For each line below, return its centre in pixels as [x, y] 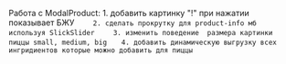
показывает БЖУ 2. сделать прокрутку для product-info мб [132, 23]
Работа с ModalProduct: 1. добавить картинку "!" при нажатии [129, 13]
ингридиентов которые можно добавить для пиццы [101, 50]
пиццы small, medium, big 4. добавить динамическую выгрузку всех [143, 42]
